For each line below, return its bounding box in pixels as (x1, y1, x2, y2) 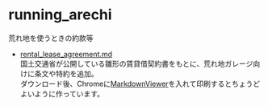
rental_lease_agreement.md (19, 49, 113, 59)
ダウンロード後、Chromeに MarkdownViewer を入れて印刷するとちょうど (19, 79, 261, 88)
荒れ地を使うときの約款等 (8, 33, 94, 43)
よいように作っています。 (19, 88, 105, 98)
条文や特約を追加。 (34, 68, 98, 78)
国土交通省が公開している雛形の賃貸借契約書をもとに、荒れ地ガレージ (19, 59, 253, 68)
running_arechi (8, 6, 112, 24)
